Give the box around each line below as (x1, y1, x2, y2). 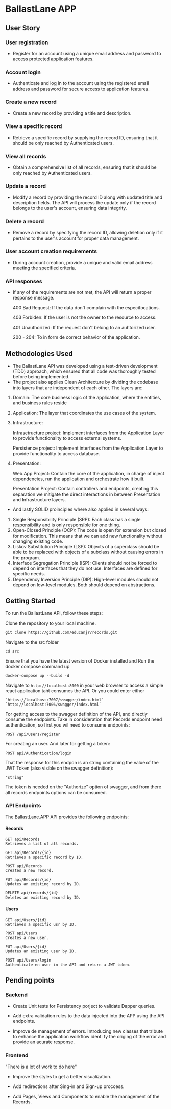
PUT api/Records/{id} (5, 877, 52, 882)
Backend (5, 991, 28, 998)
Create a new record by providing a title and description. (12, 110, 132, 116)
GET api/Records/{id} (5, 850, 52, 856)
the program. (12, 554, 40, 561)
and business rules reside (12, 400, 67, 406)
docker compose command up (5, 663, 70, 669)
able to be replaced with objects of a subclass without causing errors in (12, 549, 163, 556)
